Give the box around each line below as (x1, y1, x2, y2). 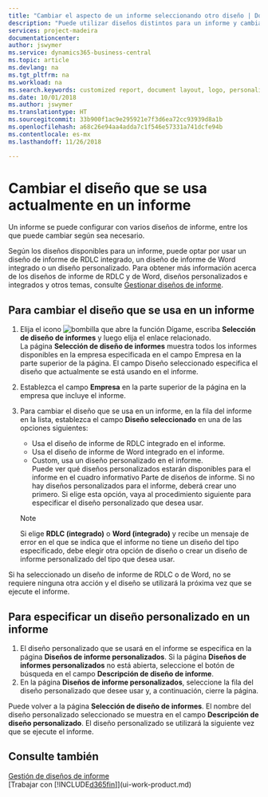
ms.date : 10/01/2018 (8, 93, 77, 101)
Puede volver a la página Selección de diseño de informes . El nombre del (8, 701, 251, 711)
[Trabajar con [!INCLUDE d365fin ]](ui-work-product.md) (8, 779, 192, 789)
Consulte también (8, 750, 99, 763)
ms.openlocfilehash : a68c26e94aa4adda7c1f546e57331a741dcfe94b (8, 123, 223, 131)
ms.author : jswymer (8, 101, 73, 109)
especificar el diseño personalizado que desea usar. (31, 498, 203, 507)
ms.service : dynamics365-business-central (8, 49, 152, 57)
